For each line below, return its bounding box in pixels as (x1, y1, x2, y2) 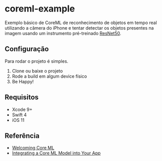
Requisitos (5, 93, 39, 102)
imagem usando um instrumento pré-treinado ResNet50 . (5, 30, 121, 36)
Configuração (5, 45, 49, 53)
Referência (5, 131, 40, 140)
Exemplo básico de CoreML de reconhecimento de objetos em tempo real (5, 20, 157, 26)
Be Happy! (12, 78, 34, 84)
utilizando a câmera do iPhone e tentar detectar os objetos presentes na (5, 25, 154, 31)
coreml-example (5, 3, 75, 15)
